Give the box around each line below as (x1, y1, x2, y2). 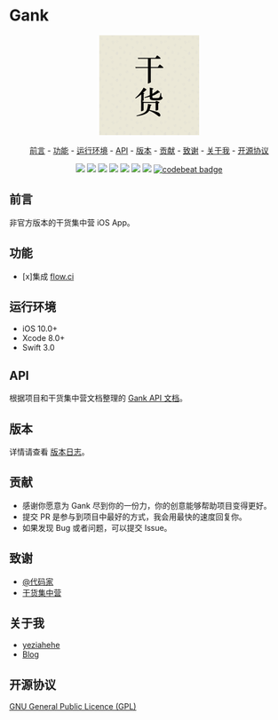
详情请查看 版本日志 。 (9, 447, 90, 457)
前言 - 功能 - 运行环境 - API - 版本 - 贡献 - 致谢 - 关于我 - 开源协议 (29, 145, 269, 155)
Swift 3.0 (21, 343, 55, 353)
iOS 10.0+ (21, 323, 58, 334)
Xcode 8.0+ (21, 333, 66, 344)
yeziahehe (21, 640, 60, 651)
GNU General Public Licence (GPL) (9, 701, 137, 712)
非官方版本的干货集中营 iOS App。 (9, 217, 135, 227)
